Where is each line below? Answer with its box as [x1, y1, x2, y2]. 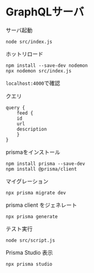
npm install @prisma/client [5, 166, 78, 172]
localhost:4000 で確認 [5, 79, 60, 87]
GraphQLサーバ [5, 5, 84, 19]
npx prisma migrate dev [5, 190, 67, 196]
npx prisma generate [5, 213, 59, 220]
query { [5, 104, 26, 110]
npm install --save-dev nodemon [5, 62, 88, 69]
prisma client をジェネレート [5, 201, 78, 209]
